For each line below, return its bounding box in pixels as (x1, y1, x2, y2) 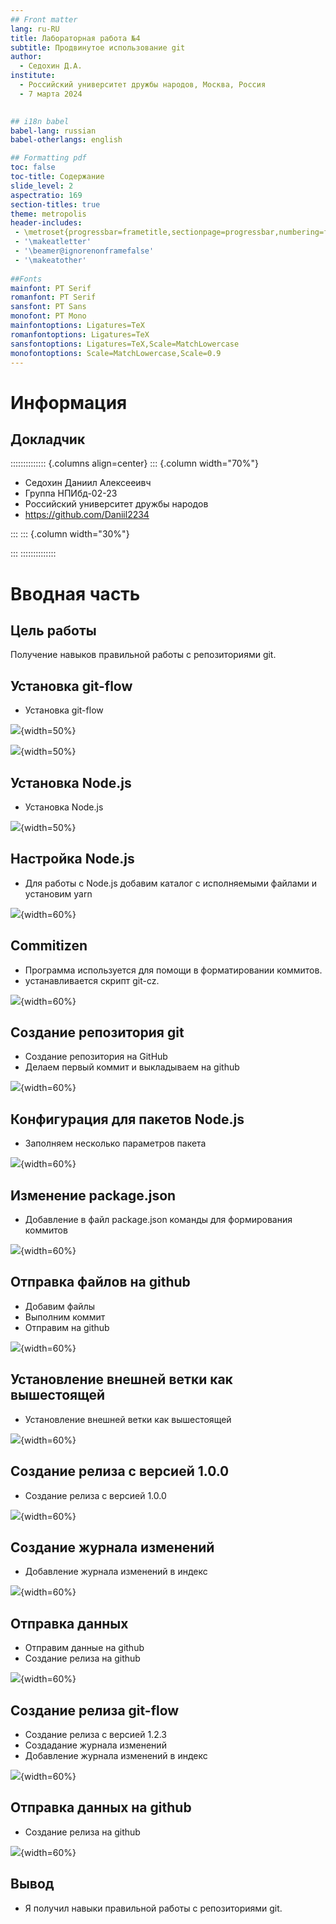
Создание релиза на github (24, 1652, 141, 1665)
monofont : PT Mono (10, 311, 87, 321)
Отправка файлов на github (10, 1274, 191, 1291)
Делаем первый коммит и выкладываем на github (24, 1061, 240, 1073)
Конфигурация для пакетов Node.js (10, 1111, 245, 1128)
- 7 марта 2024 (19, 89, 83, 99)
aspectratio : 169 (10, 190, 83, 200)
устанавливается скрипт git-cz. (24, 974, 160, 986)
